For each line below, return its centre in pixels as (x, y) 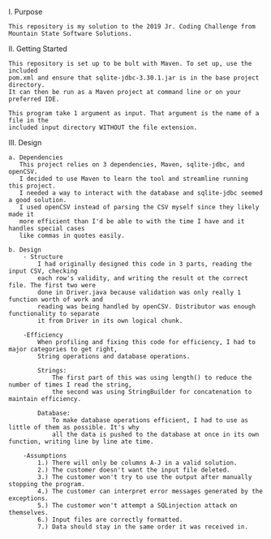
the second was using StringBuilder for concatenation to (152, 392)
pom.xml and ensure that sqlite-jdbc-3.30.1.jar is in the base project (134, 78)
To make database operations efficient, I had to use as (150, 420)
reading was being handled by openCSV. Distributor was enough (146, 307)
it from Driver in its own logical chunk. (110, 321)
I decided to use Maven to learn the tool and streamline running (134, 179)
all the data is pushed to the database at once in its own (155, 434)
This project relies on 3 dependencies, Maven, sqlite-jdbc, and (132, 165)
